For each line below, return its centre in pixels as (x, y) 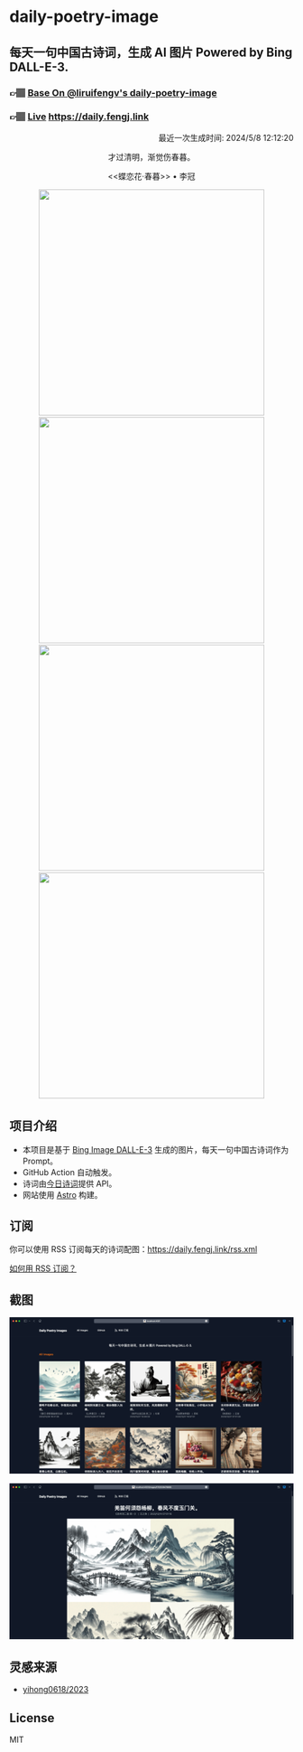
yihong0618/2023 (55, 1690)
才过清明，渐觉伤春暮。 (151, 156)
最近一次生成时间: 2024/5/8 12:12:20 (226, 137)
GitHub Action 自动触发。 (69, 1172)
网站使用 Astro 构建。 (62, 1194)
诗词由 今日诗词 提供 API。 (69, 1183)
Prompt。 (40, 1161)
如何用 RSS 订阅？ (43, 1268)
